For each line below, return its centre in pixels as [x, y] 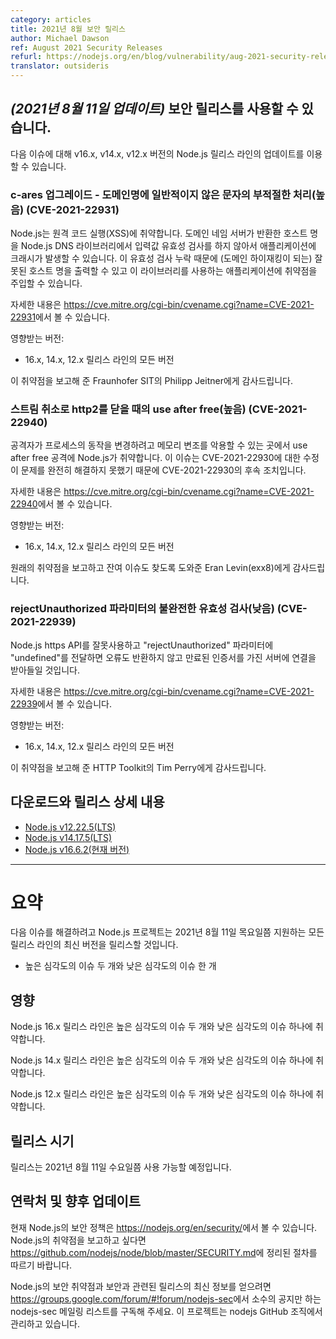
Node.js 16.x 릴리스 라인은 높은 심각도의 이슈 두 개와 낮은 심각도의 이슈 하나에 [161, 1027]
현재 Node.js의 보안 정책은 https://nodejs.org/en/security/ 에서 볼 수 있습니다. [164, 1227]
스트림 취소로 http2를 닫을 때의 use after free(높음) [128, 409]
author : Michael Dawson [60, 38]
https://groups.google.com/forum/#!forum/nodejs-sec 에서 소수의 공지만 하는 [166, 1298]
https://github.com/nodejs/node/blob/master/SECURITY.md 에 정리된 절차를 [164, 1252]
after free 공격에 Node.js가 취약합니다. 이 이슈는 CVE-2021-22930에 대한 [156, 458]
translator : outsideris [60, 66]
